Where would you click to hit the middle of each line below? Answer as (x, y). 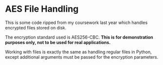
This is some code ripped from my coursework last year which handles (76, 22)
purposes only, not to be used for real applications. (58, 42)
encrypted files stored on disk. (36, 27)
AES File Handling (42, 9)
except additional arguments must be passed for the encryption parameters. (82, 57)
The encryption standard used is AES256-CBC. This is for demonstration (79, 37)
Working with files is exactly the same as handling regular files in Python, (79, 52)
